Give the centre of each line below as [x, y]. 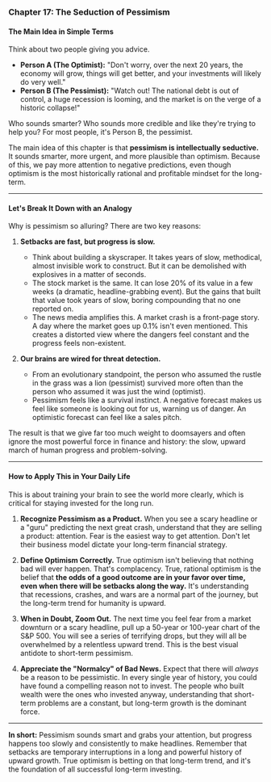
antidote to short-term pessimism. [77, 653]
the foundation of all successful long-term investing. [96, 769]
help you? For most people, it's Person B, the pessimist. [101, 132]
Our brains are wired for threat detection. [90, 359]
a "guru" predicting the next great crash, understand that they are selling [141, 527]
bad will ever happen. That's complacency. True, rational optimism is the [140, 569]
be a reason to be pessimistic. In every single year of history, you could [138, 677]
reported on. [53, 309]
